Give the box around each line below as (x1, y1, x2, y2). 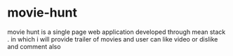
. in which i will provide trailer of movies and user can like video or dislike (7, 35, 218, 43)
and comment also (7, 42, 61, 50)
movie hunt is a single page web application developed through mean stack (7, 28, 226, 36)
